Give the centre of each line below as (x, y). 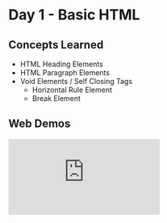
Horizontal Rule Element (72, 90)
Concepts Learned (56, 45)
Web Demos (40, 124)
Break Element (56, 98)
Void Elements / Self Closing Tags (76, 81)
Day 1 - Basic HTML (74, 15)
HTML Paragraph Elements (65, 73)
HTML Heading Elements (61, 64)
